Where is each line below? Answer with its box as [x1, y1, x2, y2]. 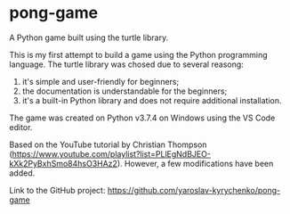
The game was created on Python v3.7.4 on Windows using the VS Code [9, 112, 276, 123]
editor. [9, 121, 33, 132]
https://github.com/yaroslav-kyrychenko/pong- [107, 185, 281, 195]
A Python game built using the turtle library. [9, 32, 169, 43]
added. [9, 168, 36, 178]
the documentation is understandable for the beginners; [21, 86, 228, 96]
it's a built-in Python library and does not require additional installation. [21, 95, 282, 105]
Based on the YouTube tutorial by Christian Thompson [9, 139, 207, 150]
